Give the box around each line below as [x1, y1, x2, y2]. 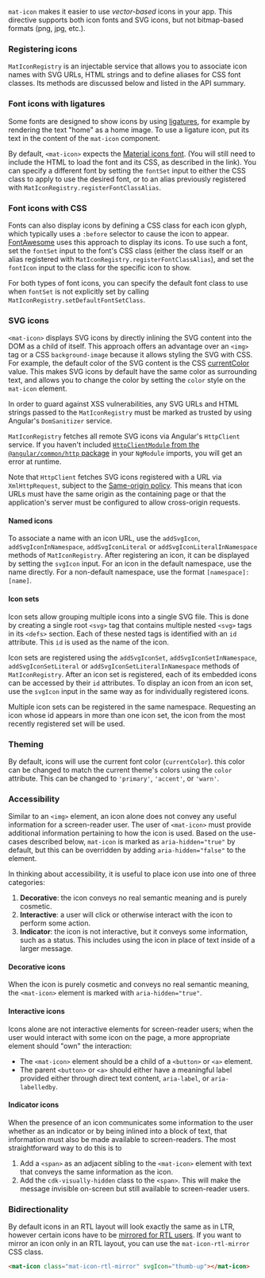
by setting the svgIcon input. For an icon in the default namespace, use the [8, 559, 252, 568]
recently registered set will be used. [8, 719, 125, 728]
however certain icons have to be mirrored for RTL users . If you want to [8, 1230, 242, 1240]
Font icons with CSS [8, 202, 87, 213]
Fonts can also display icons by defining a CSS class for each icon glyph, [8, 220, 248, 230]
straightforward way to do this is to [8, 1143, 122, 1152]
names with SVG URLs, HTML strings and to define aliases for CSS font [8, 70, 241, 80]
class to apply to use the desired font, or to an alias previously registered [8, 174, 247, 184]
